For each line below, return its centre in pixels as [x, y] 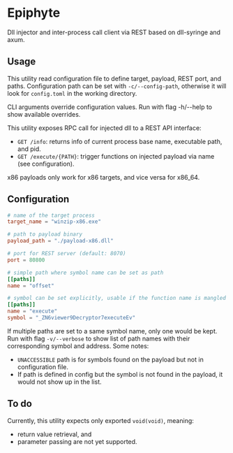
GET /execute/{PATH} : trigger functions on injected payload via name [116, 156]
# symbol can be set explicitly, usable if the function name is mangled [117, 299]
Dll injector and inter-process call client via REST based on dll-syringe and [114, 32]
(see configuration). [46, 164]
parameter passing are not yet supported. [77, 441]
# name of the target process [51, 215]
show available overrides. [44, 114]
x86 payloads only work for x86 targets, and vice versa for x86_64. [104, 177]
